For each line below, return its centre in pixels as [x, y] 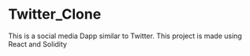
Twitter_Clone [55, 14]
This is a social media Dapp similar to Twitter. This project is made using [125, 36]
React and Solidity [37, 44]
